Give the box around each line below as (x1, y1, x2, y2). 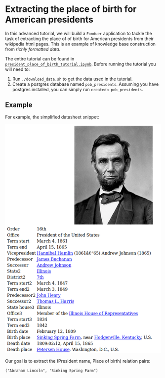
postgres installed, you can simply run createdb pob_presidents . (12, 86, 143, 92)
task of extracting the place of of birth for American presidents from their (5, 36, 154, 42)
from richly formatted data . (5, 46, 61, 52)
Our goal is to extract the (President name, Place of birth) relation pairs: (5, 358, 151, 364)
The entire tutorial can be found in (5, 55, 75, 61)
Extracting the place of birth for (5, 3, 137, 15)
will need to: (5, 66, 30, 72)
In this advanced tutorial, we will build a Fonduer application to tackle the (5, 30, 152, 36)
